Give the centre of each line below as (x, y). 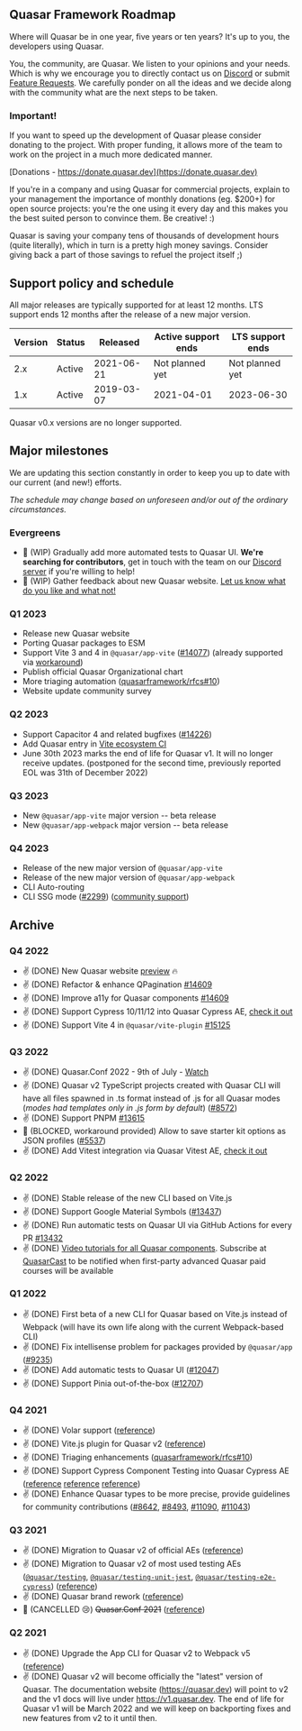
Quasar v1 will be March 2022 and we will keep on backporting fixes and (156, 1708)
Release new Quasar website (76, 634)
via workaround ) (53, 663)
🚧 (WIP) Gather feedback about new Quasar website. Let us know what (154, 582)
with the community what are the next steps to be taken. (114, 92)
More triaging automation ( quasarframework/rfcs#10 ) (121, 682)
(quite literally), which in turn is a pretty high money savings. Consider (139, 245)
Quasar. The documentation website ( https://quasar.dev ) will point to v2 (155, 1689)
